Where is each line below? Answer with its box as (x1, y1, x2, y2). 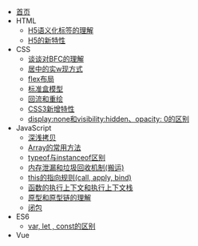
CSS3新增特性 (27, 104, 75, 114)
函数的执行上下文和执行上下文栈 (27, 183, 133, 192)
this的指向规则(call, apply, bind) (27, 173, 132, 182)
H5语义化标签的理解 (27, 26, 94, 34)
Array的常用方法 (27, 143, 81, 152)
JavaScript (15, 123, 52, 132)
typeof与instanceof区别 (27, 153, 106, 162)
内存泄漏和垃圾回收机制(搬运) (27, 163, 125, 172)
